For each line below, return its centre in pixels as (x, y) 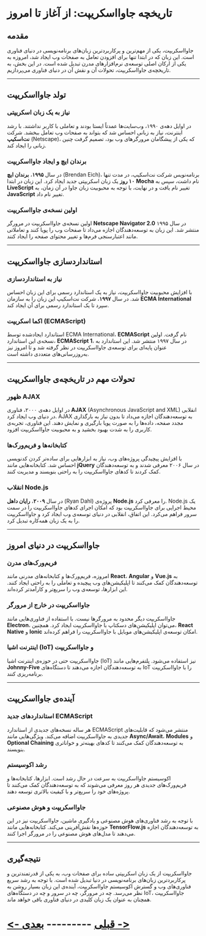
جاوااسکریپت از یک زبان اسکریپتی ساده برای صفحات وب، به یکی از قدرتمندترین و (99, 873)
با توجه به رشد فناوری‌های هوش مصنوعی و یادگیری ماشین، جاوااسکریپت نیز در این (100, 821)
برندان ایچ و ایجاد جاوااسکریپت (47, 161)
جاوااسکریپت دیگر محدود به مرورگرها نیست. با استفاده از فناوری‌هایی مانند (91, 618)
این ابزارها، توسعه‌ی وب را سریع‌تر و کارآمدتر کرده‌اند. (67, 589)
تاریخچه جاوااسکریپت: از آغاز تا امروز (90, 13)
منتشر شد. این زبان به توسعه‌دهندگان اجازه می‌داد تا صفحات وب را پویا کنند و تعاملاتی (103, 230)
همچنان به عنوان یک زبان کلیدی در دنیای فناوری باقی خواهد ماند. (79, 899)
